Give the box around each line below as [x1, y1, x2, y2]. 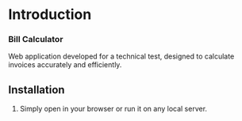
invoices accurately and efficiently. [8, 60, 122, 70]
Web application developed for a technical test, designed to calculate [8, 51, 235, 61]
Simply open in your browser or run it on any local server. [19, 104, 208, 114]
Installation [8, 83, 65, 96]
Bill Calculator [8, 34, 63, 45]
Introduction [8, 6, 92, 24]
